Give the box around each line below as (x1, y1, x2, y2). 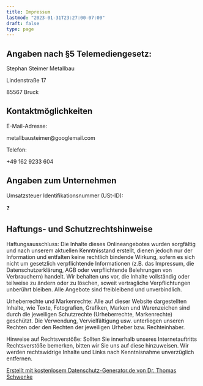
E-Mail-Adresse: (6, 122, 48, 129)
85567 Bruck (6, 89, 39, 96)
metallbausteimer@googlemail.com (6, 134, 96, 141)
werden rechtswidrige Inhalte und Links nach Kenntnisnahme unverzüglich (6, 348, 194, 355)
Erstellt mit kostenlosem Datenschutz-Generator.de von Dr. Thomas (6, 366, 177, 374)
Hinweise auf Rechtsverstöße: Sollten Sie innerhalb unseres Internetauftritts (6, 335, 197, 343)
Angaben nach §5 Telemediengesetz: (6, 48, 152, 59)
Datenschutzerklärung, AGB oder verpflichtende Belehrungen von (6, 266, 172, 274)
